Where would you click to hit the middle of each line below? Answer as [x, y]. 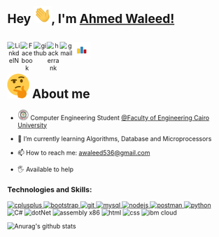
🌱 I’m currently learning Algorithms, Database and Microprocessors [114, 138]
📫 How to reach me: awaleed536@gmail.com [84, 152]
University [32, 125]
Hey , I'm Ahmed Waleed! [91, 19]
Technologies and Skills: [50, 189]
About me [61, 94]
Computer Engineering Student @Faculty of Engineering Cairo [120, 117]
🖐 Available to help [45, 169]
